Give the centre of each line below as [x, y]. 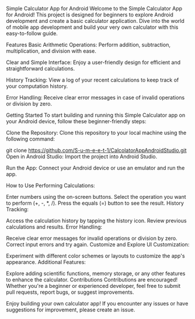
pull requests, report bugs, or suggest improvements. [70, 292]
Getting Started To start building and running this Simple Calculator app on [96, 115]
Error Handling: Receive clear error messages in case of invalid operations [95, 97]
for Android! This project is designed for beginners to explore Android [90, 15]
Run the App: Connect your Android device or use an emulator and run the [95, 168]
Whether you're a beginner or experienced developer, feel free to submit [93, 286]
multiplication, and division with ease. [51, 51]
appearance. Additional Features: [46, 262]
